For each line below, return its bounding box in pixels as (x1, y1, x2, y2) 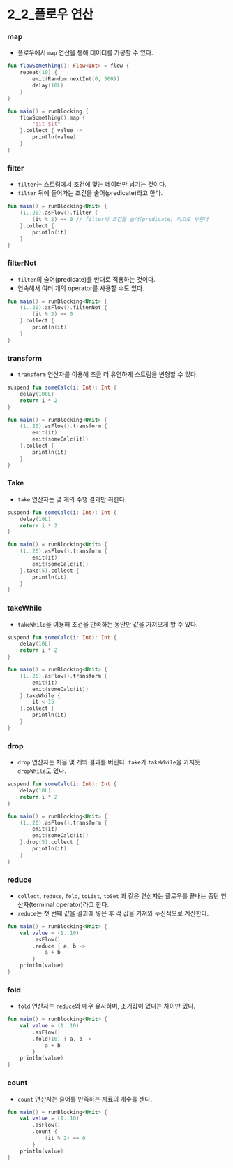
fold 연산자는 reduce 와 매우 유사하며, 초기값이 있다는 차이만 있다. (17, 1002, 196, 1011)
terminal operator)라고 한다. (31, 900, 110, 909)
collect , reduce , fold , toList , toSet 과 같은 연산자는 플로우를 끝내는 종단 (17, 891, 220, 899)
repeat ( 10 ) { (20, 69, 58, 76)
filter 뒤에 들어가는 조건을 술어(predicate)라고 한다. (17, 189, 163, 197)
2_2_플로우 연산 (7, 6, 94, 22)
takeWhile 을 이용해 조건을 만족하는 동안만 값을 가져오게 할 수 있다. (17, 620, 198, 628)
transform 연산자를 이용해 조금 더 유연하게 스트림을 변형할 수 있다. (17, 370, 198, 378)
